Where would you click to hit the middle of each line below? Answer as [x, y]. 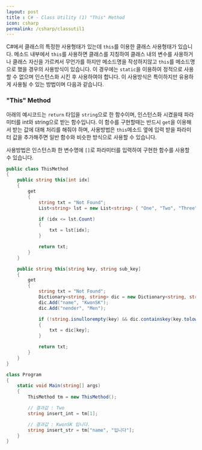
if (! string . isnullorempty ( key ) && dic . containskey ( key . [111, 319]
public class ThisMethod [37, 169]
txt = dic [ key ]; [69, 330]
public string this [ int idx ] [54, 180]
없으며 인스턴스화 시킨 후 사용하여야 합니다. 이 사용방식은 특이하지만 [98, 77]
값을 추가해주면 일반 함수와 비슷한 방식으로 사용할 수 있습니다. [85, 137]
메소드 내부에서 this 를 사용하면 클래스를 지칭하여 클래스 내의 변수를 [93, 54]
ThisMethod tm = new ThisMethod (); [72, 397]
